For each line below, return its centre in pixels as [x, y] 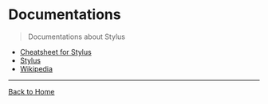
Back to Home [32, 91]
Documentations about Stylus [77, 37]
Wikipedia [36, 68]
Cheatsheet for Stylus [55, 52]
